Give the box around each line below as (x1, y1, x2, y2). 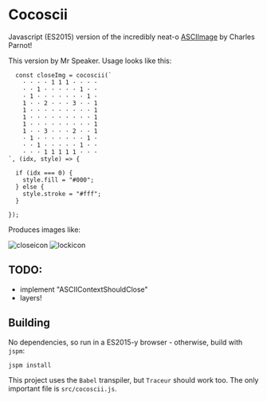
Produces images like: (8, 225, 81, 234)
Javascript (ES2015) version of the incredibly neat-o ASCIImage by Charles (8, 32, 255, 41)
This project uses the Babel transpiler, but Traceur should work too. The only (8, 375, 259, 384)
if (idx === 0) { (15, 169, 73, 177)
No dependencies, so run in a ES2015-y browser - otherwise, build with (8, 337, 243, 347)
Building (8, 316, 50, 330)
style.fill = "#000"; (22, 175, 94, 184)
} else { (15, 183, 45, 191)
